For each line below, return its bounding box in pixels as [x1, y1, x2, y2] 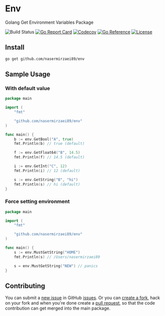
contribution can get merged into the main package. [5, 305, 111, 312]
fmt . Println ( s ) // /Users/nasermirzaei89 [14, 254, 100, 260]
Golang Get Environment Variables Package [5, 19, 94, 25]
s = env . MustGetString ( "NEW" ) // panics [14, 263, 98, 269]
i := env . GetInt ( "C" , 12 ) [14, 164, 67, 169]
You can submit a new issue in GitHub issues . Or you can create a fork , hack [5, 295, 160, 301]
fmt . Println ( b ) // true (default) [14, 141, 85, 146]
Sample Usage [5, 70, 51, 79]
